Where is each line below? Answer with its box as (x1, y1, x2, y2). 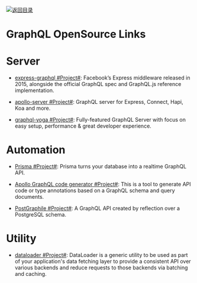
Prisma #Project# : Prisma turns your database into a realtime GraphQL (14, 163, 187, 170)
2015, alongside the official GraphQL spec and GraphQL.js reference (14, 81, 182, 88)
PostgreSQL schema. (14, 211, 67, 218)
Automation (6, 143, 66, 157)
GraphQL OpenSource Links (6, 27, 146, 41)
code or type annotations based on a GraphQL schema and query (14, 187, 176, 194)
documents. (14, 193, 44, 201)
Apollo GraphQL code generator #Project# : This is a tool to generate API (14, 181, 191, 188)
